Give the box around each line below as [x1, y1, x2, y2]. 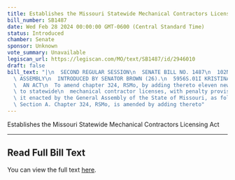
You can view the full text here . [7, 165, 97, 174]
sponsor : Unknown [7, 43, 58, 50]
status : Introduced [7, 29, 64, 37]
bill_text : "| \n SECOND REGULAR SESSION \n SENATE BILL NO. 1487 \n [7, 68, 211, 75]
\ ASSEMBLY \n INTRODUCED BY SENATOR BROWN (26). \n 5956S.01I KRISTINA [13, 75, 230, 82]
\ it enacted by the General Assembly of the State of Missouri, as [13, 95, 218, 102]
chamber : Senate [7, 36, 55, 43]
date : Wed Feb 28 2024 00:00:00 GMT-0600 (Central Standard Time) [7, 23, 205, 30]
